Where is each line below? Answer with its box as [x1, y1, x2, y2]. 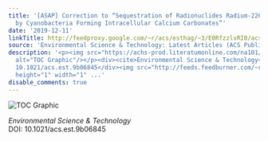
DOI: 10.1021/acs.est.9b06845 [8, 124, 106, 134]
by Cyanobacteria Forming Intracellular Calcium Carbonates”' [15, 19, 227, 27]
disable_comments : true [8, 78, 88, 86]
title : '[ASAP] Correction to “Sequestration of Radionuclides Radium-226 [8, 11, 262, 20]
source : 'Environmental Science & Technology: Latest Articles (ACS [8, 41, 241, 49]
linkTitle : [8, 33, 45, 42]
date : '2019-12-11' [8, 26, 73, 34]
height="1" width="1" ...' [15, 71, 105, 79]
